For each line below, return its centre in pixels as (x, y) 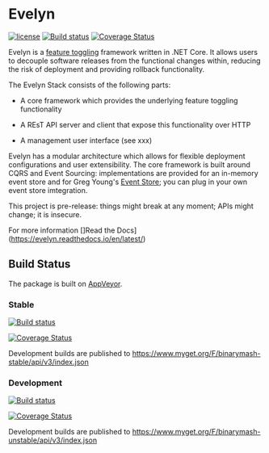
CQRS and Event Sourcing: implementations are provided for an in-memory (133, 173)
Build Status (40, 264)
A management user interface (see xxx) (86, 140)
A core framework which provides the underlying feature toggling (129, 100)
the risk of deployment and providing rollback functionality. (107, 69)
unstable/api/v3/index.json (53, 440)
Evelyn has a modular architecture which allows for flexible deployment (127, 156)
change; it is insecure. (45, 214)
